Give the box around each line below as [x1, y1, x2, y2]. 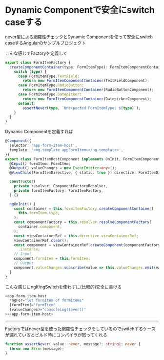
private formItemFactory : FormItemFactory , [14, 188, 104, 193]
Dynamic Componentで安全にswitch [5, 4, 155, 16]
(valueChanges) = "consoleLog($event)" [9, 307, 86, 312]
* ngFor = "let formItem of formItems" [9, 298, 84, 303]
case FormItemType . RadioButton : [18, 83, 84, 88]
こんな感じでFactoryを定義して [5, 50, 67, 56]
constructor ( [9, 179, 36, 184]
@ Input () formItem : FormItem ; [9, 161, 71, 166]
